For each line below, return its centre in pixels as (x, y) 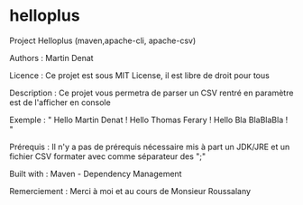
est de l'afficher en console (60, 102)
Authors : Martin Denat (51, 58)
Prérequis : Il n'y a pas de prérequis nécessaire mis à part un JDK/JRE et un (150, 147)
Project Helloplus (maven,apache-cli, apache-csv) (103, 40)
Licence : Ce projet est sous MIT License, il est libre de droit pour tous (140, 75)
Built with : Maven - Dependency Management (96, 174)
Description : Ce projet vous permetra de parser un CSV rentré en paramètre (151, 93)
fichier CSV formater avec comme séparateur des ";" (108, 156)
